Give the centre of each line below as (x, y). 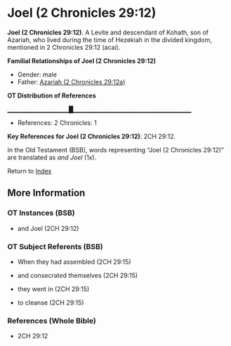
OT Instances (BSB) (41, 213)
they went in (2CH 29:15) (53, 288)
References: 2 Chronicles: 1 (57, 122)
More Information (46, 193)
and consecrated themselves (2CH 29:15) (78, 275)
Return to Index (29, 171)
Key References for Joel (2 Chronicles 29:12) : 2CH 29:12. (92, 136)
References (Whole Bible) (52, 321)
